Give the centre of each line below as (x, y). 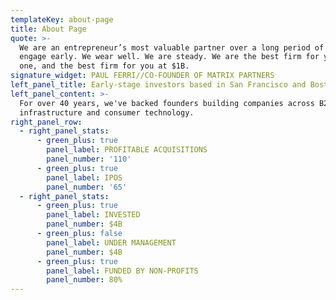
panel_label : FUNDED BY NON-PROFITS (122, 271)
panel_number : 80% (84, 280)
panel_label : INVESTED (93, 215)
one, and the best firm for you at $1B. (104, 66)
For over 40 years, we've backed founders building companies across (167, 103)
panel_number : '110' (89, 159)
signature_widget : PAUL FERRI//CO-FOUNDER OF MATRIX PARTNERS (142, 76)
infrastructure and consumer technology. (107, 112)
